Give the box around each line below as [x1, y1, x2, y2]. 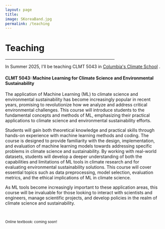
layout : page [5, 7, 32, 12]
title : [5, 12, 19, 17]
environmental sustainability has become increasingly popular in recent [5, 96, 151, 102]
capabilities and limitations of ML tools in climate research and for [5, 159, 140, 165]
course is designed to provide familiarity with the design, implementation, [5, 138, 155, 144]
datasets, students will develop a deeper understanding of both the [5, 153, 142, 159]
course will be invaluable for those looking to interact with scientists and [5, 190, 153, 196]
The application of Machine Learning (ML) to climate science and [5, 91, 138, 97]
